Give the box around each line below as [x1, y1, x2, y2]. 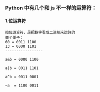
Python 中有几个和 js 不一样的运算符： [5, 4, 97, 11]
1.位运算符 [5, 17, 26, 23]
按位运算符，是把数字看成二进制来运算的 [5, 30, 75, 35]
